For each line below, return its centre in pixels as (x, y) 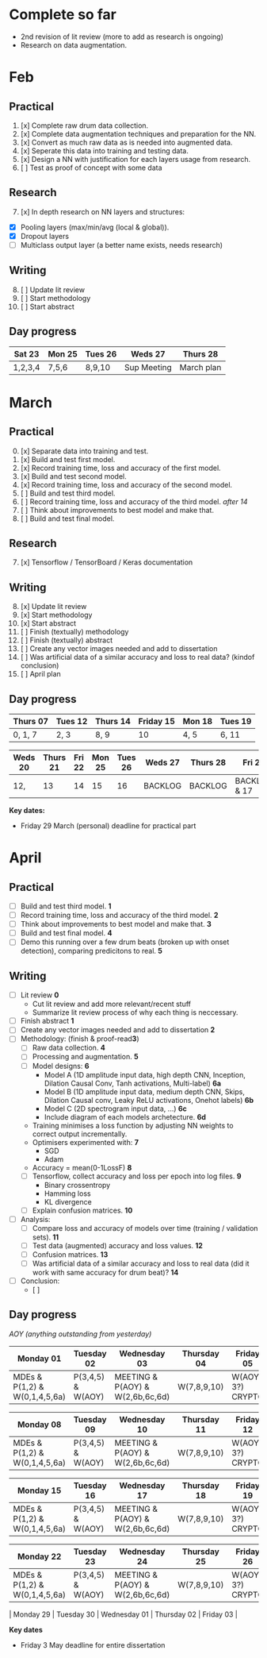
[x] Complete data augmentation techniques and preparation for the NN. (138, 133)
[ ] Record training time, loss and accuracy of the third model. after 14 (134, 501)
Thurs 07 (31, 721)
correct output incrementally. (80, 1134)
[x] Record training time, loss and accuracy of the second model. (126, 484)
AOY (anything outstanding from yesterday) (80, 1334)
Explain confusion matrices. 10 (82, 1210)
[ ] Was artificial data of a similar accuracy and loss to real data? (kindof (137, 657)
